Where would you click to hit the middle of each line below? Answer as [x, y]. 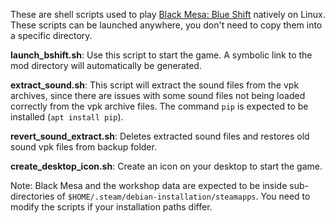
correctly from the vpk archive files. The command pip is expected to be [159, 106]
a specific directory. [51, 35]
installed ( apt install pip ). [67, 117]
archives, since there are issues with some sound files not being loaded [158, 95]
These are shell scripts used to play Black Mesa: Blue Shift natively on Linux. [168, 14]
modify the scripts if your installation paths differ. [111, 207]
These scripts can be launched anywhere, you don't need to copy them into [166, 25]
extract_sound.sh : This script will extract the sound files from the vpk [155, 85]
